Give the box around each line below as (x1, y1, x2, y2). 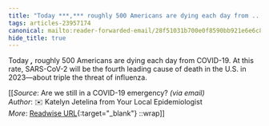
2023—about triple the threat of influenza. (8, 73, 148, 82)
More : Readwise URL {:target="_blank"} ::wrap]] (8, 108, 166, 118)
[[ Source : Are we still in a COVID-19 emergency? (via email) (8, 89, 206, 98)
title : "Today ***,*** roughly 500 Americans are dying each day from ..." (8, 11, 267, 20)
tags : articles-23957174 (8, 19, 91, 27)
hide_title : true (8, 33, 66, 42)
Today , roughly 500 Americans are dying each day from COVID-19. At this (8, 56, 255, 65)
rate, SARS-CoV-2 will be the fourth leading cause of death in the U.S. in (8, 65, 247, 74)
